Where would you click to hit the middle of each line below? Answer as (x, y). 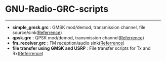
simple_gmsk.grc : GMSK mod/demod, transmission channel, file (79, 27)
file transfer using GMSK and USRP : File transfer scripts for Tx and (81, 48)
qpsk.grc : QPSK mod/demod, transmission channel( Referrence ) (78, 37)
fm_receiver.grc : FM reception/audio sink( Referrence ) (68, 43)
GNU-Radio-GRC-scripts (57, 9)
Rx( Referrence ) (28, 53)
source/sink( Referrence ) (37, 32)
